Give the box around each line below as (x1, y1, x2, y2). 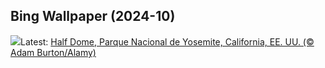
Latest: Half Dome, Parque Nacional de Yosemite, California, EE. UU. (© (20, 35, 315, 48)
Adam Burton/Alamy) (10, 46, 97, 58)
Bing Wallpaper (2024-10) (10, 8, 176, 25)
